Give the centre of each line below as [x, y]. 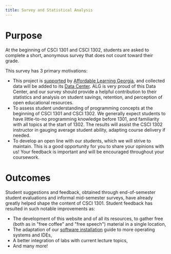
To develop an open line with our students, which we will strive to [82, 141]
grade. [12, 61]
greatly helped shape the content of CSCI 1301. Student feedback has [79, 203]
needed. [22, 135]
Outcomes [28, 178]
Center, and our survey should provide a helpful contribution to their [85, 92]
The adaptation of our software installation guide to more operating [84, 229]
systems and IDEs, [32, 235]
